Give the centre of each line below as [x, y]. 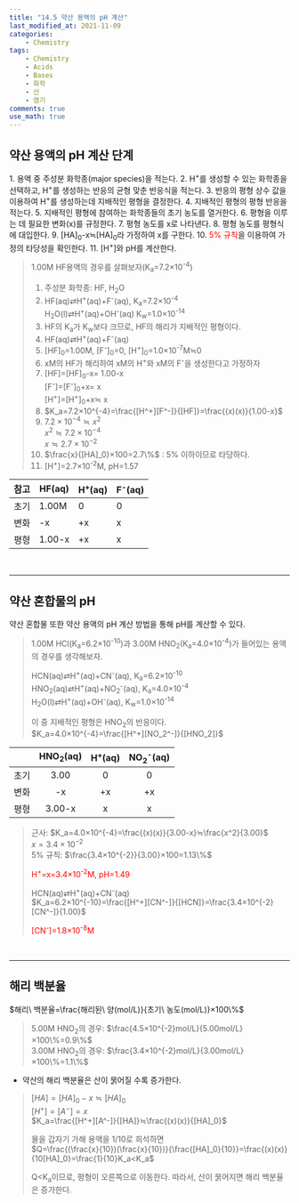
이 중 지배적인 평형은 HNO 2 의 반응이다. [99, 723]
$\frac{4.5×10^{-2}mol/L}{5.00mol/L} [175, 1028]
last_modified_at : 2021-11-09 [65, 26]
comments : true [37, 109]
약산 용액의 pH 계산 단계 [71, 155]
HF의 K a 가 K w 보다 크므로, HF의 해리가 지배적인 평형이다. [143, 327]
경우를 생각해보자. [72, 656]
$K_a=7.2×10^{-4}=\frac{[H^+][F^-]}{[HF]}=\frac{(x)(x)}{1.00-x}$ [163, 411]
